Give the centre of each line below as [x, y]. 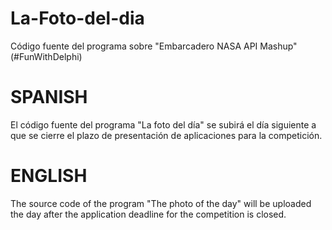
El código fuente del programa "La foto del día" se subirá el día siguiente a [163, 124]
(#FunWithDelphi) [46, 56]
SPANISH [49, 97]
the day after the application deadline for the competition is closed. [148, 214]
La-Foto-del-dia [77, 18]
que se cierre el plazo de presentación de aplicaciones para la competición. [166, 135]
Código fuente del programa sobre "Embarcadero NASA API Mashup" [154, 46]
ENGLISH [49, 176]
